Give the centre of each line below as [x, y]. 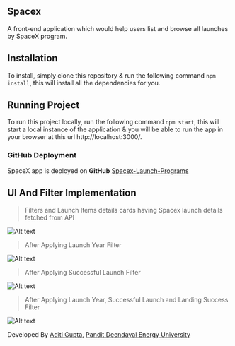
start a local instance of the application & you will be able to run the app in [115, 129]
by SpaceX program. [37, 36]
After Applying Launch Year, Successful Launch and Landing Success [126, 299]
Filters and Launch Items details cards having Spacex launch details [124, 210]
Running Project [44, 105]
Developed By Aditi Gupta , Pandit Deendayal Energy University [99, 334]
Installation [33, 58]
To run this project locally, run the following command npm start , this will [114, 122]
